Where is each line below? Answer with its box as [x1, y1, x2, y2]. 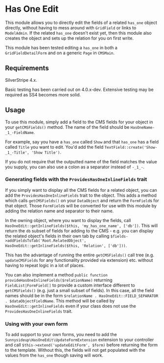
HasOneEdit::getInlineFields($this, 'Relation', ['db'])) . [5, 242, 127, 248]
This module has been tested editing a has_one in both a [5, 45, 117, 50]
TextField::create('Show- [104, 145, 158, 150]
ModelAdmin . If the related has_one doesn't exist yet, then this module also [5, 30, 152, 36]
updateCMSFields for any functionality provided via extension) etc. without [5, 257, 153, 263]
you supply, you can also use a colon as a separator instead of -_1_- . [5, 164, 144, 170]
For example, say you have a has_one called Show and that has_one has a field [5, 138, 159, 145]
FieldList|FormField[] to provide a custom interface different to [5, 282, 136, 288]
